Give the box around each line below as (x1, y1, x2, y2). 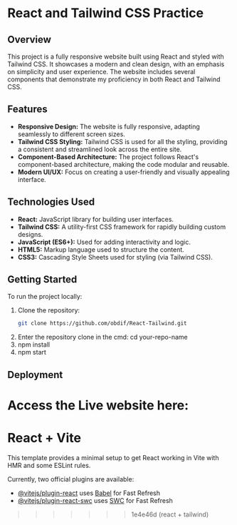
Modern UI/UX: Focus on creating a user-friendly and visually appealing (17, 168, 230, 176)
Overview (7, 34, 52, 46)
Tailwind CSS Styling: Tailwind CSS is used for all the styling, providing (17, 137, 228, 146)
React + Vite (7, 430, 82, 447)
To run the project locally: (7, 292, 83, 301)
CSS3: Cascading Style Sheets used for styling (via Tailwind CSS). (17, 253, 214, 261)
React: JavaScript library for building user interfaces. (17, 215, 174, 223)
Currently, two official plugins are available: (7, 474, 135, 483)
